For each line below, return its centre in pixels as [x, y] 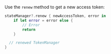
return [29, 29]
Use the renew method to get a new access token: [55, 7]
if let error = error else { [43, 20]
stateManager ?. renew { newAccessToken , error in [55, 16]
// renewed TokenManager [34, 43]
